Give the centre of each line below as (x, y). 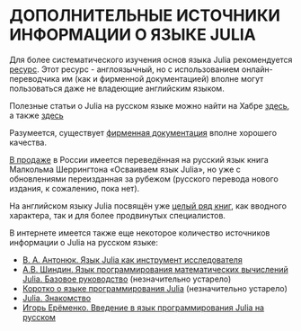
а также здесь (37, 115)
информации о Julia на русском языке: (84, 242)
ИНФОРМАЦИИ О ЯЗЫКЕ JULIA (133, 35)
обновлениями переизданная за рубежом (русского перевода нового (144, 179)
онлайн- (257, 69)
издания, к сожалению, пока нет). (75, 188)
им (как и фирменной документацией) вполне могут (163, 78)
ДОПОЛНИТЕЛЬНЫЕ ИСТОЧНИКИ (145, 16)
